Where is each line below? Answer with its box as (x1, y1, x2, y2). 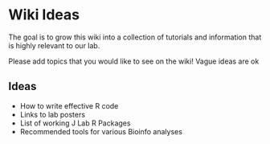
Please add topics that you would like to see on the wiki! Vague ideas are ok (8, 56, 260, 66)
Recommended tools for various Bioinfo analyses (19, 126, 183, 136)
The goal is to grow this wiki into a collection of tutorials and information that (8, 32, 262, 42)
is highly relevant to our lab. (8, 40, 100, 50)
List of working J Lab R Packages (19, 118, 131, 128)
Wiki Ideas (8, 6, 80, 24)
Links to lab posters (19, 109, 86, 119)
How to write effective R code (19, 101, 119, 110)
